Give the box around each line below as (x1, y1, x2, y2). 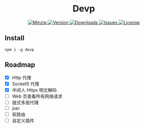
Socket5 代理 (12, 81, 40, 87)
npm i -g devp (5, 47, 35, 52)
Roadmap (5, 61, 36, 69)
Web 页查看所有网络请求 (12, 93, 63, 99)
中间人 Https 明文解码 (12, 87, 57, 93)
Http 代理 (12, 74, 32, 80)
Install (5, 34, 25, 42)
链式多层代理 (12, 99, 39, 105)
